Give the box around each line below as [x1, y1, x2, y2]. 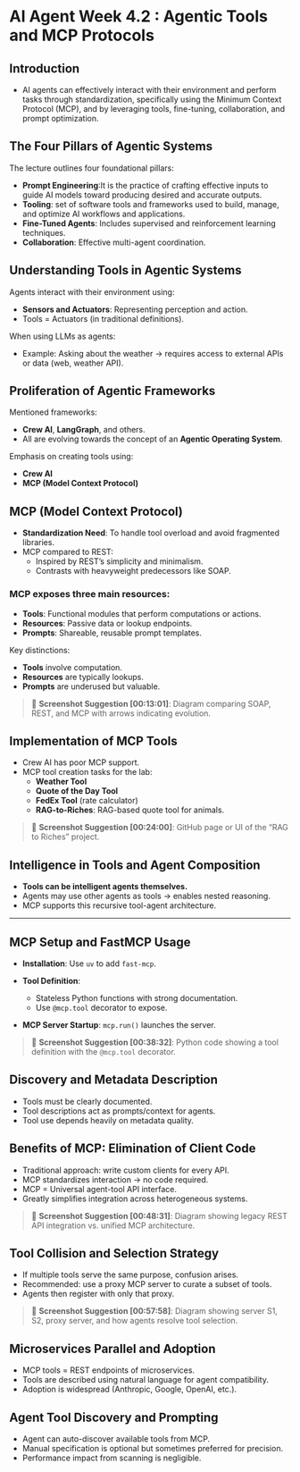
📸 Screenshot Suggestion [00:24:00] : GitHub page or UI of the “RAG [30, 822, 288, 833]
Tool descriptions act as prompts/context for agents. [21, 1106, 216, 1116]
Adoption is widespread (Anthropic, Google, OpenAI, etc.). [21, 1384, 237, 1395]
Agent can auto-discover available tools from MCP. [21, 1434, 211, 1444]
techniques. [21, 227, 66, 238]
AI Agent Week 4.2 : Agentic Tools [9, 6, 268, 27]
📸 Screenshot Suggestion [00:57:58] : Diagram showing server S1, [30, 1306, 279, 1316]
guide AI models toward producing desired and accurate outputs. [21, 189, 262, 200]
